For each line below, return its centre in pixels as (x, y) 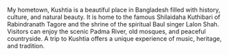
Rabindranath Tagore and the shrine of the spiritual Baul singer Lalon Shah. (113, 24)
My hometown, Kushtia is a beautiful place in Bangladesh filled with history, (114, 10)
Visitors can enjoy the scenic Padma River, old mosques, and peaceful (106, 31)
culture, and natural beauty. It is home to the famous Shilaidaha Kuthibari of (114, 17)
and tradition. (26, 46)
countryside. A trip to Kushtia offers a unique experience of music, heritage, (114, 39)
